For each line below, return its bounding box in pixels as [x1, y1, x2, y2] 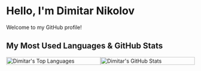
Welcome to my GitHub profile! [6, 24, 82, 31]
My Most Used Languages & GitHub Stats [6, 41, 163, 51]
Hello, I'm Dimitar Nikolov [6, 4, 135, 18]
